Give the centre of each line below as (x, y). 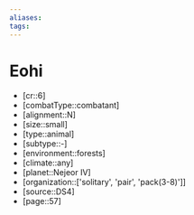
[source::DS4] (48, 192)
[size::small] (45, 125)
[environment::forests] (64, 154)
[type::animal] (48, 134)
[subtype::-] (45, 144)
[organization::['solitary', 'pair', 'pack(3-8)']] (104, 182)
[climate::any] (48, 163)
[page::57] (42, 201)
